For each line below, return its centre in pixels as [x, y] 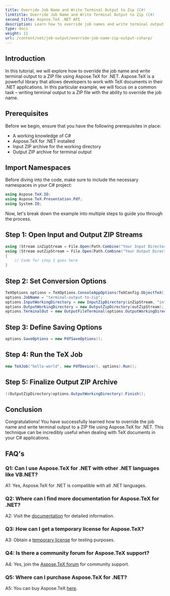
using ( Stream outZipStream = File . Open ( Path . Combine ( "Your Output [78, 251]
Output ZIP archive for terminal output [52, 152]
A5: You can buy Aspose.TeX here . [41, 588]
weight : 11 [17, 33]
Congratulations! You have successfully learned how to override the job [80, 422]
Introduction [25, 59]
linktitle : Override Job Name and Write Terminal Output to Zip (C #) [80, 15]
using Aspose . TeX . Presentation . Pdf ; [44, 199]
